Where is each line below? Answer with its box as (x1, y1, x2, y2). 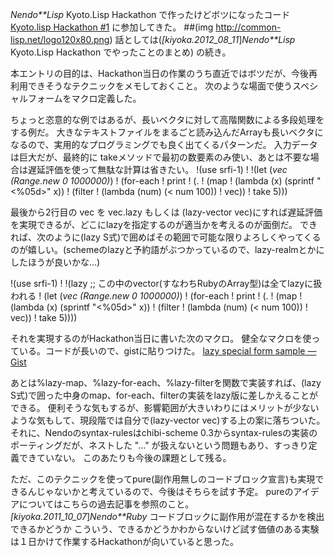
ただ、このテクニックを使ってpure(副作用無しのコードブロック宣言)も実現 (10, 473, 316, 485)
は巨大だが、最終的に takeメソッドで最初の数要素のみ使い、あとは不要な (10, 151, 311, 163)
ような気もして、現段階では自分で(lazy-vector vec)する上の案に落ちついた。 (10, 414, 326, 426)
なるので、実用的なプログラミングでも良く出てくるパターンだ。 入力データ (10, 139, 318, 150)
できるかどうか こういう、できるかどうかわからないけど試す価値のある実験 (10, 523, 320, 535)
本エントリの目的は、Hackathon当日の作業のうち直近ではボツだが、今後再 (10, 68, 318, 79)
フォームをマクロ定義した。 (27, 93, 142, 104)
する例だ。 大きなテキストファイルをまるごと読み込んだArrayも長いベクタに (10, 126, 324, 138)
